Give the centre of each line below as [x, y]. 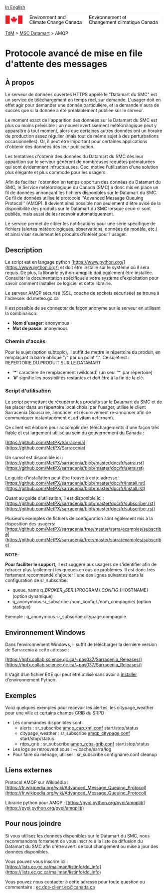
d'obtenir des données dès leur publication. [50, 147]
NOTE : [12, 554]
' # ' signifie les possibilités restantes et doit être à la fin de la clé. [78, 378]
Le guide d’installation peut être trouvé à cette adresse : [62, 478]
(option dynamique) [33, 596]
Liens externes [29, 770]
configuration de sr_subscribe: [37, 580]
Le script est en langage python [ [39, 262]
